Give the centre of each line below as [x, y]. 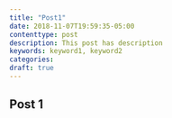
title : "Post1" [38, 18]
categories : [32, 59]
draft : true [32, 68]
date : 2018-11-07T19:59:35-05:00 [72, 26]
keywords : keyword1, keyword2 [66, 51]
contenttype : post [44, 34]
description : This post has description [86, 43]
